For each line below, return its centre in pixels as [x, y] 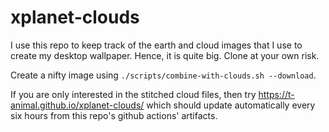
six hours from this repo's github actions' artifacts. [114, 115]
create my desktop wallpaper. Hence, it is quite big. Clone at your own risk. [165, 55]
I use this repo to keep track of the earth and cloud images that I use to [156, 45]
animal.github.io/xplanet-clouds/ [77, 105]
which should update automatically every [231, 105]
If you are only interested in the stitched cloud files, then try [133, 94]
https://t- [276, 94]
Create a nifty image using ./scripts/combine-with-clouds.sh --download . [163, 75]
